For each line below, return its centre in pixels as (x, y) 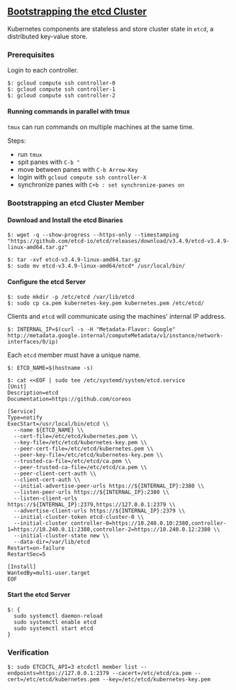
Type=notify (25, 417)
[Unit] (17, 386)
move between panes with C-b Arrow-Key (78, 170)
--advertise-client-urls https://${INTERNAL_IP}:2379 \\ (100, 510)
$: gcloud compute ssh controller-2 (61, 96)
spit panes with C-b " (49, 162)
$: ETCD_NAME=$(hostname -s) (50, 368)
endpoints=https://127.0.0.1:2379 (58, 674)
